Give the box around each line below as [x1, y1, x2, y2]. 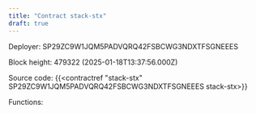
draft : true [8, 19, 49, 27]
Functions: [8, 97, 44, 107]
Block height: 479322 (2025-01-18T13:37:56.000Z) [8, 57, 178, 67]
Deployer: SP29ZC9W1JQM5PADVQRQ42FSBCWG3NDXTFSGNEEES [8, 41, 239, 51]
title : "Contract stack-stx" [8, 11, 107, 20]
